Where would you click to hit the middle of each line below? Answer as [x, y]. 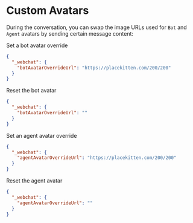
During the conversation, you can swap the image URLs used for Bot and [96, 27]
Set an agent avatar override [42, 135]
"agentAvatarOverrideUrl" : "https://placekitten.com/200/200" [97, 158]
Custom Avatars [48, 11]
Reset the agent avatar [34, 181]
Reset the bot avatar [31, 91]
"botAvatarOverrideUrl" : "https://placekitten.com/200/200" [94, 68]
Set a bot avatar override [37, 45]
